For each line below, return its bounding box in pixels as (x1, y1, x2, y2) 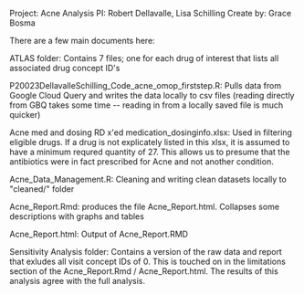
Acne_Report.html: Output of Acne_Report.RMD (9, 228, 189, 239)
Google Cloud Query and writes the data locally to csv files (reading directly (9, 90, 295, 100)
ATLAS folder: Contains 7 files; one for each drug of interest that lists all (9, 53, 279, 63)
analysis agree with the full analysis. (9, 276, 146, 286)
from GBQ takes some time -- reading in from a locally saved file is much (9, 100, 284, 111)
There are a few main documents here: (9, 36, 155, 46)
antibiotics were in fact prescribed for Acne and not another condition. (9, 156, 274, 167)
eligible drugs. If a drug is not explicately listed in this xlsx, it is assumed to (9, 137, 290, 147)
